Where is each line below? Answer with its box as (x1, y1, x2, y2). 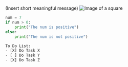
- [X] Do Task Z (5, 58, 40, 63)
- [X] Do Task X (5, 48, 40, 53)
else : (5, 29, 17, 34)
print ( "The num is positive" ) (14, 25, 79, 30)
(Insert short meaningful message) (5, 5, 78, 11)
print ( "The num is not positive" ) (14, 34, 88, 39)
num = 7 (5, 15, 22, 20)
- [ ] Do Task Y (5, 53, 40, 58)
